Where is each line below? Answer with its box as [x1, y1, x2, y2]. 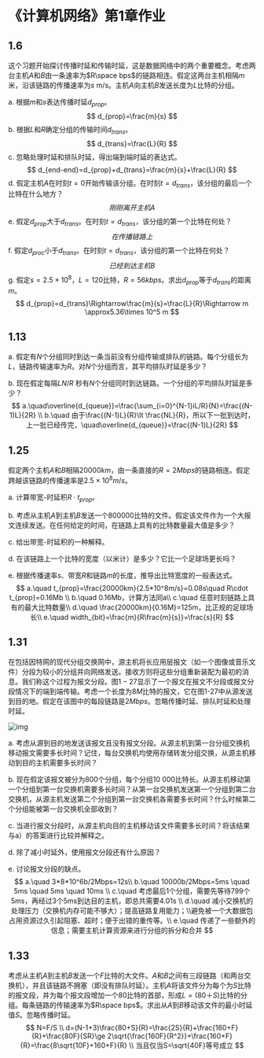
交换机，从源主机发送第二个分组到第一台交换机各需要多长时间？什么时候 [8, 794, 242, 804]
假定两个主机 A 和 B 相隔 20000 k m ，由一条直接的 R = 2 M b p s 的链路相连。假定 [8, 466, 251, 475]
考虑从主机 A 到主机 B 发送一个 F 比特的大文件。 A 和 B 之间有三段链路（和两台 [8, 971, 244, 980]
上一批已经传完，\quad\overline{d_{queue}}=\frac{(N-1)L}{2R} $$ [26, 420, 238, 429]
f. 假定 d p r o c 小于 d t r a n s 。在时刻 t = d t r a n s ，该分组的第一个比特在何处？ [8, 245, 230, 256]
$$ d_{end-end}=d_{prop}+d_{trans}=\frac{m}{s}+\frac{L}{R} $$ [27, 164, 237, 174]
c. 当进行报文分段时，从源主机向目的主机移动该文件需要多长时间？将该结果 [8, 821, 250, 831]
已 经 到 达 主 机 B [108, 260, 156, 270]
